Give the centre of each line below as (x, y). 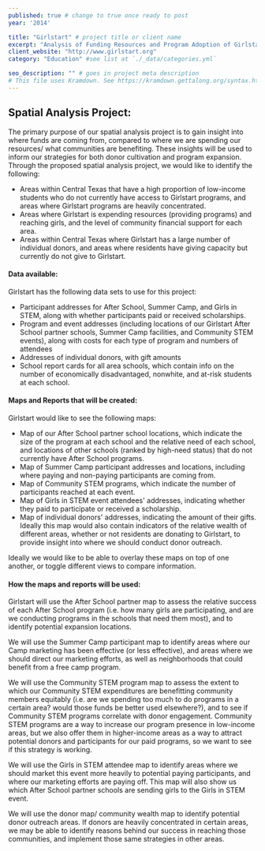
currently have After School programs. (82, 458)
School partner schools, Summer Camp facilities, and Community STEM (136, 332)
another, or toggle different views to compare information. (102, 566)
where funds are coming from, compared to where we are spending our (125, 140)
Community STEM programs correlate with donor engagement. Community (130, 716)
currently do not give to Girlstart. (73, 256)
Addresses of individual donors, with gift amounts (100, 357)
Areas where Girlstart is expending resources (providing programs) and (136, 214)
